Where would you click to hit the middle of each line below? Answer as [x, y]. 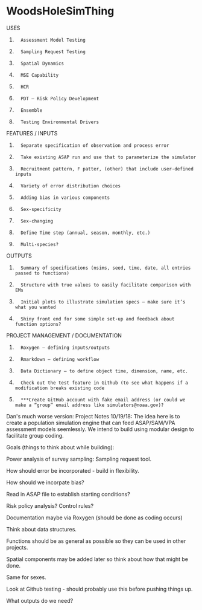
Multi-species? [40, 244]
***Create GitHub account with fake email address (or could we [103, 400]
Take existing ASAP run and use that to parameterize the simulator [109, 157]
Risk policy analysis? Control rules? [50, 505]
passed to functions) [42, 273]
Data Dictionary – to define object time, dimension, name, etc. [104, 371]
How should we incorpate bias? [45, 482]
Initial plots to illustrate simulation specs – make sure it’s [103, 302]
